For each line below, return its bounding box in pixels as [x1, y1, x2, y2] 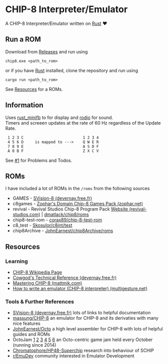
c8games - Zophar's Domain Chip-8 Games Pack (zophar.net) [12, 201, 144, 207]
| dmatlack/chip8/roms [41, 211, 89, 218]
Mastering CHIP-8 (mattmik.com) [12, 280, 82, 286]
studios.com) [12, 211, 41, 218]
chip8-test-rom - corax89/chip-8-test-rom [12, 217, 102, 223]
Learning [5, 258, 28, 265]
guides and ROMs [12, 331, 50, 338]
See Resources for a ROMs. [5, 86, 63, 92]
